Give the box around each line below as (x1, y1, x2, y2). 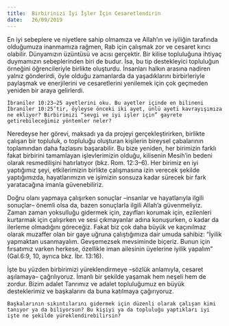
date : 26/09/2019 (7, 16, 63, 23)
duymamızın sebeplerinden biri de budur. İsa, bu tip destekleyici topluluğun (7, 57, 219, 65)
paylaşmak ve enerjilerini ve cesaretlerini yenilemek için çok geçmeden (7, 79, 208, 87)
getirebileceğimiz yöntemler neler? (7, 117, 112, 124)
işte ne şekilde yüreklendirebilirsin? (7, 312, 121, 319)
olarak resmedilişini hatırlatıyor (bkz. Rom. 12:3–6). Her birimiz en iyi (7, 158, 199, 166)
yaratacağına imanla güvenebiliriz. (7, 180, 104, 188)
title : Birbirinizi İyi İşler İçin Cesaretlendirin (7, 10, 161, 17)
